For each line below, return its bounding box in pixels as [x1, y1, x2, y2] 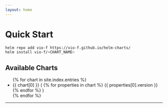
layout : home [5, 7, 32, 12]
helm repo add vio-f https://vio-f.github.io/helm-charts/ [5, 45, 131, 50]
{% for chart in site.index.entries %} [12, 77, 86, 83]
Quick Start [5, 28, 53, 40]
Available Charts [5, 63, 58, 72]
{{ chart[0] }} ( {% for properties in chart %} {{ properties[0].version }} [12, 82, 158, 88]
